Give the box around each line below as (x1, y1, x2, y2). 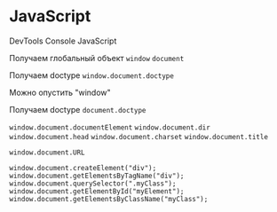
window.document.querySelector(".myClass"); (9, 179, 177, 188)
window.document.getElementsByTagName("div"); (9, 171, 185, 180)
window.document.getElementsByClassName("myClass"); (9, 194, 209, 203)
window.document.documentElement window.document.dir (9, 122, 210, 132)
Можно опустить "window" (9, 87, 111, 98)
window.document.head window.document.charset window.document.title (9, 132, 269, 141)
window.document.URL (9, 148, 86, 157)
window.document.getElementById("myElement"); (9, 186, 185, 196)
